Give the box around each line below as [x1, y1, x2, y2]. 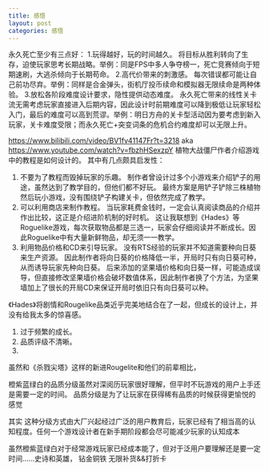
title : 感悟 [8, 11, 46, 20]
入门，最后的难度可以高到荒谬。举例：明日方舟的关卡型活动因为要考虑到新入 [8, 110, 261, 120]
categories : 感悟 [8, 26, 64, 35]
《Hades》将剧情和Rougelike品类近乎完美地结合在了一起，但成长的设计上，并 [8, 300, 258, 310]
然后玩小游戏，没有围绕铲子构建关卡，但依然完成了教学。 [19, 193, 210, 202]
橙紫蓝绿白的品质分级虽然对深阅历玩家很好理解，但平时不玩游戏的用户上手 [8, 380, 254, 389]
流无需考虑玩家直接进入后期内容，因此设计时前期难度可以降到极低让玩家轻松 [8, 99, 261, 109]
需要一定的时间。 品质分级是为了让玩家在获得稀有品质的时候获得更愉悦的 [14, 390, 256, 400]
